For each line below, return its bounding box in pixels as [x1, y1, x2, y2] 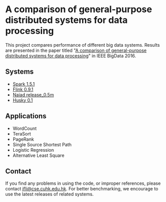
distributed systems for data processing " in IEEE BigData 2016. [5, 52, 136, 59]
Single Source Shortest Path [12, 141, 72, 148]
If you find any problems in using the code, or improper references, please [5, 180, 161, 186]
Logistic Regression [12, 147, 54, 153]
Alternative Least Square [12, 152, 64, 158]
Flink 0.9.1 [12, 86, 34, 92]
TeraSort [12, 130, 31, 137]
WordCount [12, 125, 37, 131]
